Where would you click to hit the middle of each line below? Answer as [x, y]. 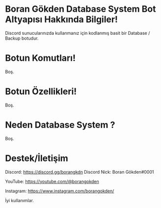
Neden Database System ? [60, 125]
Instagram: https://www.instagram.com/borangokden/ [60, 191]
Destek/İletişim [37, 158]
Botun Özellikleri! [41, 91]
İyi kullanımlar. [20, 200]
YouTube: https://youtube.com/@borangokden [52, 181]
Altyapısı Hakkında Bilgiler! [62, 19]
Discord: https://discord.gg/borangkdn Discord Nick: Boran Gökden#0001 [80, 172]
